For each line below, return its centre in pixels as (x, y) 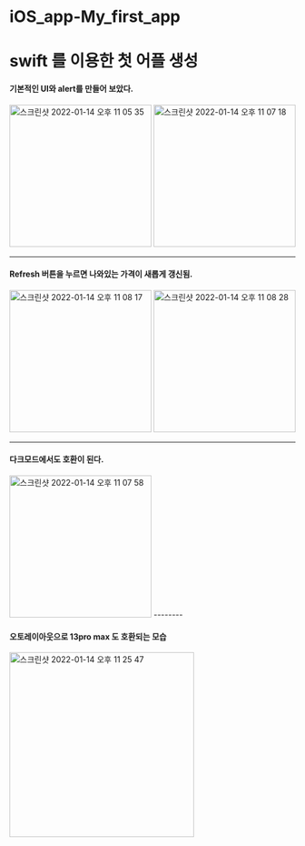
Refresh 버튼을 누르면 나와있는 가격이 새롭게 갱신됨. (101, 274)
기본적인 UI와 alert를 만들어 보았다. (72, 88)
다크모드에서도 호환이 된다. (57, 459)
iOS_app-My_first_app (95, 17)
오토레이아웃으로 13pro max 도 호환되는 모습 (88, 636)
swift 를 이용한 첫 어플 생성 (104, 61)
